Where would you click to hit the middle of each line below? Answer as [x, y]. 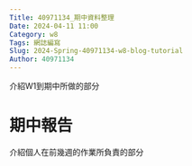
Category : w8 [34, 34]
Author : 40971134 [42, 59]
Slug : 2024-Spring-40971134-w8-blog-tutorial [96, 51]
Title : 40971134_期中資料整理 [62, 17]
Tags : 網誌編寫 [35, 43]
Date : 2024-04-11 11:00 [54, 26]
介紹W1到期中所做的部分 [55, 86]
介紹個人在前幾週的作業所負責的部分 [77, 152]
